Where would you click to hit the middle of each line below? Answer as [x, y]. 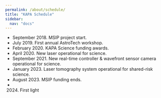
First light [29, 90]
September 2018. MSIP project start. [49, 38]
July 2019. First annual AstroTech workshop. [58, 43]
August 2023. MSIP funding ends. [47, 80]
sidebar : [14, 19]
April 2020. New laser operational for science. [59, 53]
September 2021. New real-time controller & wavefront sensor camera [84, 59]
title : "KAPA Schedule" [30, 14]
